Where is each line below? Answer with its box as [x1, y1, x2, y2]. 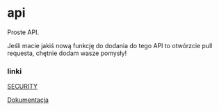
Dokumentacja [7, 96, 49, 104]
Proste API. [7, 28, 40, 36]
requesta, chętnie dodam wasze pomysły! [7, 49, 127, 57]
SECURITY [7, 82, 38, 91]
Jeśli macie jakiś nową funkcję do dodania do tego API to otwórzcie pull [7, 41, 213, 50]
